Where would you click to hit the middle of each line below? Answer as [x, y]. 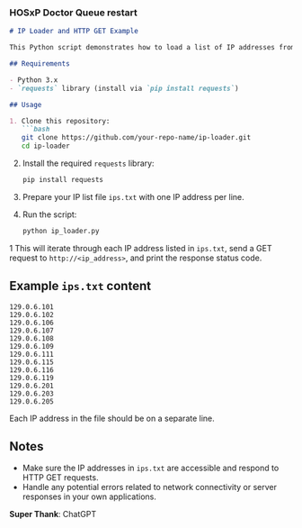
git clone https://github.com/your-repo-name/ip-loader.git [136, 138]
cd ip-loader [45, 146]
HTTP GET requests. [60, 478]
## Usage [26, 105]
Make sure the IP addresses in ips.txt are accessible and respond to [151, 468]
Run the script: [49, 214]
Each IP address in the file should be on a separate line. [112, 418]
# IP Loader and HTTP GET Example [74, 32]
